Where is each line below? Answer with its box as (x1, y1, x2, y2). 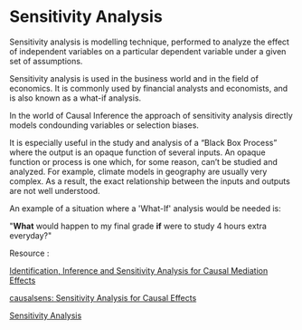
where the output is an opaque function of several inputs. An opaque (9, 147, 266, 158)
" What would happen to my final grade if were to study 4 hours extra (9, 220, 267, 231)
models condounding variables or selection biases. (9, 120, 199, 131)
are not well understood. (9, 185, 101, 196)
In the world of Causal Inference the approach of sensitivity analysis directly (9, 110, 294, 121)
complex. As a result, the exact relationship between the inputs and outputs (9, 175, 291, 187)
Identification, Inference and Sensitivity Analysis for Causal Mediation (9, 265, 269, 276)
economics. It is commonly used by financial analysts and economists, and (9, 82, 288, 93)
